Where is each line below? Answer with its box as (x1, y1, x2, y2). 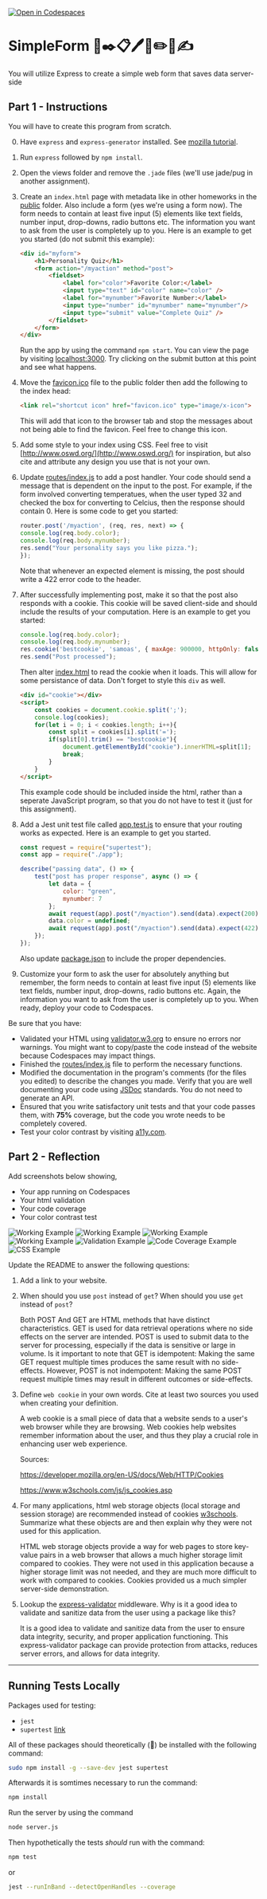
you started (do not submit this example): (19, 234, 155, 243)
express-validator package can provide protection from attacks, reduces (19, 1640, 258, 1649)
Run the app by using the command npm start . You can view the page (19, 345, 250, 355)
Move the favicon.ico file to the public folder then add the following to (19, 378, 248, 387)
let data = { (48, 880, 92, 888)
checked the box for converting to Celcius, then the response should (19, 498, 245, 508)
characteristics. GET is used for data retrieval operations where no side (19, 1323, 253, 1333)
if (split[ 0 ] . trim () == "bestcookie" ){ (48, 736, 177, 744)
